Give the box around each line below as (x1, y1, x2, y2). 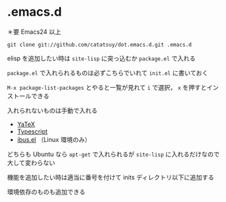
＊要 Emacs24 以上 (7, 27, 62, 36)
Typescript (16, 127, 48, 136)
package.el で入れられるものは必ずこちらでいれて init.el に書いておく (7, 68, 208, 77)
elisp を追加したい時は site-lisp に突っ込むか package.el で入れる (7, 54, 196, 62)
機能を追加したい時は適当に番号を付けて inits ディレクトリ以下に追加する (7, 173, 214, 181)
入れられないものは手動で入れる (7, 106, 98, 114)
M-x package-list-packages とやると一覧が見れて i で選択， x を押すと (7, 83, 207, 91)
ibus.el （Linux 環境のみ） (16, 135, 91, 144)
